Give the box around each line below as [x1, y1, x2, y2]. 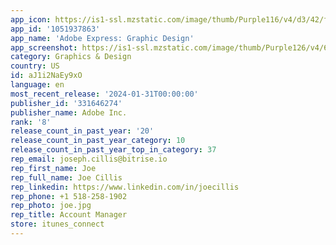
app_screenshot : [10, 42, 78, 53]
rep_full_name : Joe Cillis [10, 172, 123, 183]
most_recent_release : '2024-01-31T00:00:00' [10, 89, 199, 99]
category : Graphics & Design [10, 52, 132, 62]
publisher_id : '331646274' [10, 98, 123, 108]
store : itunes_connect [10, 219, 105, 230]
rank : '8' [10, 117, 52, 127]
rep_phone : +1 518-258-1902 [10, 191, 128, 201]
